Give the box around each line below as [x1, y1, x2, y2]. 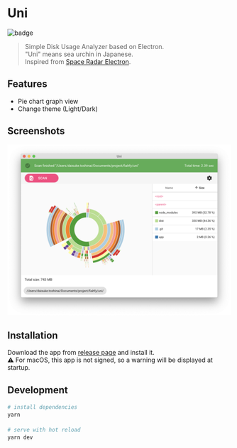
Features [7, 78, 48, 90]
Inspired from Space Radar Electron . [24, 57, 131, 65]
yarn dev [7, 434, 33, 441]
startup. [7, 363, 31, 372]
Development [7, 384, 69, 396]
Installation [7, 329, 58, 341]
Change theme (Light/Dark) [17, 105, 98, 113]
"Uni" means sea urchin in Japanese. [24, 50, 133, 58]
